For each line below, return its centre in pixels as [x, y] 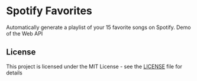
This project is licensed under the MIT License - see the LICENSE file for [94, 66]
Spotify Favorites [49, 11]
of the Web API [25, 33]
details [14, 73]
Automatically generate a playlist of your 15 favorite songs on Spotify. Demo [98, 27]
